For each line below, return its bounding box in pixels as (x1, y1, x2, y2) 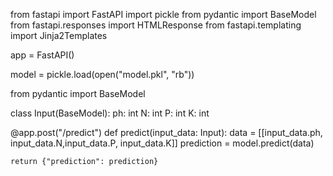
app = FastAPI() (10, 49, 75, 61)
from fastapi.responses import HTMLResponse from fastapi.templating (10, 19, 302, 31)
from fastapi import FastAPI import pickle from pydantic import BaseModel (10, 9, 317, 20)
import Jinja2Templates (10, 30, 108, 41)
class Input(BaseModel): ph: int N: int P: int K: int (10, 107, 210, 119)
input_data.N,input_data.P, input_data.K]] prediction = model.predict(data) (10, 137, 315, 149)
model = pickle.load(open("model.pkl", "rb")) (10, 69, 195, 80)
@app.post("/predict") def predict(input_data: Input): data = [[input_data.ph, (10, 127, 323, 138)
